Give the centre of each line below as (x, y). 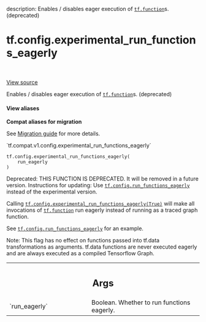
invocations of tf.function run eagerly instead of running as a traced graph (102, 210)
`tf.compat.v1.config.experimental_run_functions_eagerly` (79, 146)
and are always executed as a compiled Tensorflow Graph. (80, 253)
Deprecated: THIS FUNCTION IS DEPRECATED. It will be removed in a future (103, 179)
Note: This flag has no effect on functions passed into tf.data (83, 241)
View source (22, 82)
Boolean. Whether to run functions (141, 302)
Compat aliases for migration (44, 122)
